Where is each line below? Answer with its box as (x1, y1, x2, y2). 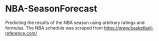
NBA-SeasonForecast (5, 3, 97, 14)
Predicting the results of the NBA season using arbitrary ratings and (5, 19, 145, 25)
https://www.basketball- (103, 24, 154, 30)
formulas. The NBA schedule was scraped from (5, 24, 103, 30)
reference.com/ (5, 30, 37, 36)
